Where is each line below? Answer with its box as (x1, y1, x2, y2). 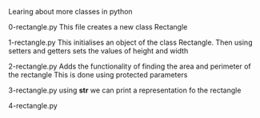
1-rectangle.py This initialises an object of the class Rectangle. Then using (8, 37, 253, 47)
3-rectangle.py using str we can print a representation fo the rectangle (8, 85, 242, 95)
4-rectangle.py (8, 101, 58, 110)
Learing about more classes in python (8, 7, 134, 16)
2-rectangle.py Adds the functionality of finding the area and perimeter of (8, 61, 252, 71)
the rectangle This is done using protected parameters (8, 70, 188, 79)
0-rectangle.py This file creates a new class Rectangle (8, 22, 188, 31)
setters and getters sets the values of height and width (8, 46, 189, 55)
